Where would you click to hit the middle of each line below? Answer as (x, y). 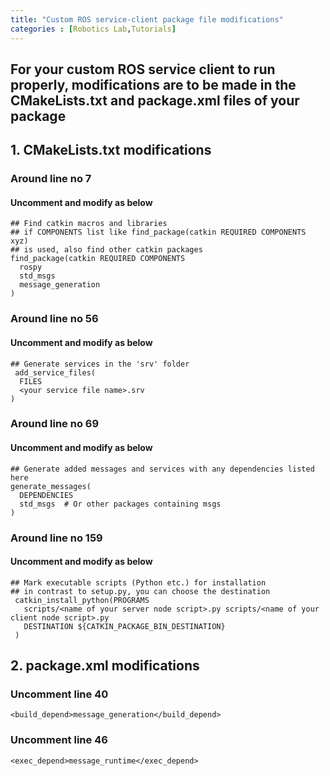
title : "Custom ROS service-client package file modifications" (147, 19)
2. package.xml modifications (105, 666)
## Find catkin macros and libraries (89, 224)
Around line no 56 (54, 319)
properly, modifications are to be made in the (153, 84)
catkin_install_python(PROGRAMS (82, 600)
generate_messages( (51, 486)
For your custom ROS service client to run (143, 69)
